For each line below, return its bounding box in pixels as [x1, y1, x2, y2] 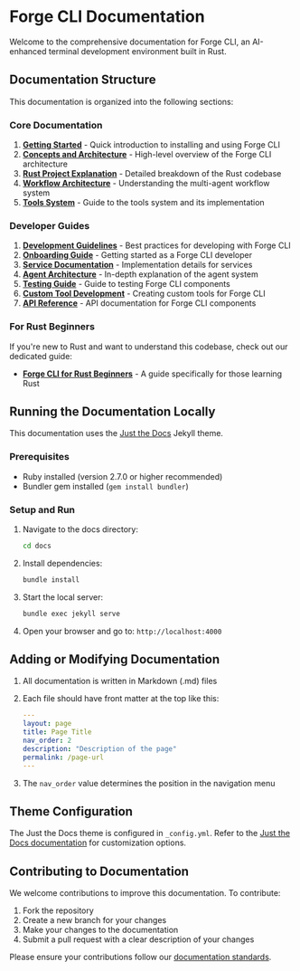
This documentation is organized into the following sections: [9, 96, 234, 107]
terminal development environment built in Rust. [48, 45, 228, 56]
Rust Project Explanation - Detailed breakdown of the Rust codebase [22, 168, 282, 179]
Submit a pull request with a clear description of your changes [22, 934, 255, 945]
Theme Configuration [9, 804, 134, 819]
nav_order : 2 [22, 736, 72, 746]
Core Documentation [9, 119, 103, 131]
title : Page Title [22, 728, 92, 737]
